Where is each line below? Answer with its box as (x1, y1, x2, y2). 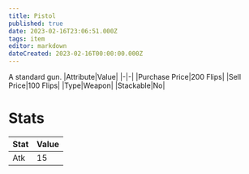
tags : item (8, 34, 45, 43)
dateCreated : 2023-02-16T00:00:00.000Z (8, 50, 144, 58)
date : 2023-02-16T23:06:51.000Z (8, 27, 118, 35)
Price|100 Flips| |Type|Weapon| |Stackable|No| (8, 80, 165, 90)
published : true (8, 20, 63, 28)
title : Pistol (8, 11, 57, 20)
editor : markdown (8, 42, 67, 50)
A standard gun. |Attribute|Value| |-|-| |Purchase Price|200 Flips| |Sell (8, 72, 242, 81)
